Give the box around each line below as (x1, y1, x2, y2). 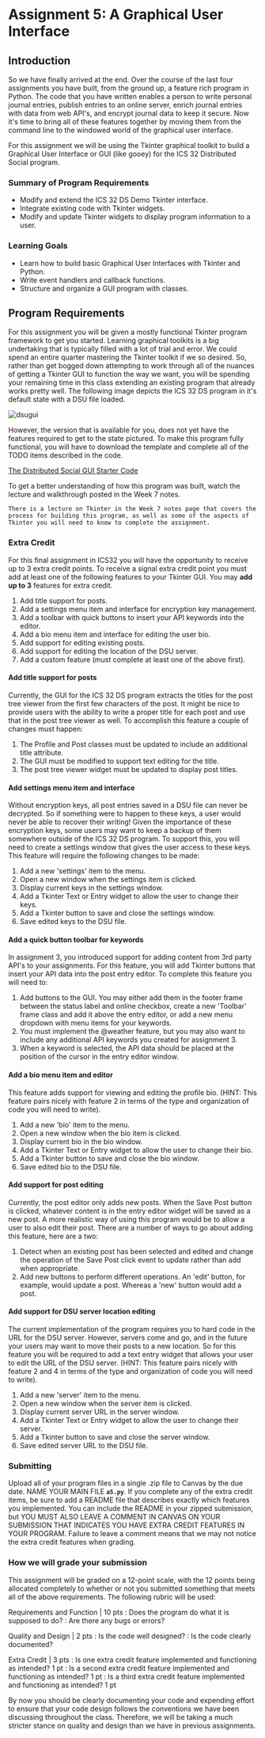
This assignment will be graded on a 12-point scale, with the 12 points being (8, 1575, 256, 1584)
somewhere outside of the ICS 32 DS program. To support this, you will (8, 834, 240, 844)
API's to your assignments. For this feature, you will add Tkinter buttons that (8, 960, 256, 971)
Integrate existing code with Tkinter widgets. (19, 203, 165, 213)
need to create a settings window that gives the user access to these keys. (8, 842, 252, 852)
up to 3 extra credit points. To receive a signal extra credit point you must (8, 564, 247, 573)
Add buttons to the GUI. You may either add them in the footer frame (19, 993, 244, 1002)
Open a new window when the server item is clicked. (19, 1398, 192, 1408)
